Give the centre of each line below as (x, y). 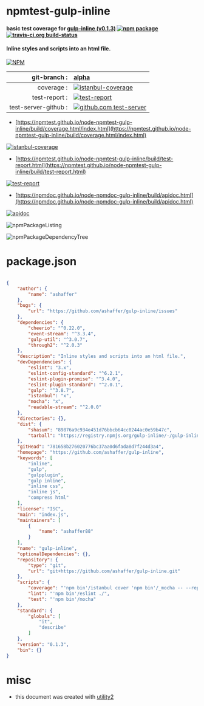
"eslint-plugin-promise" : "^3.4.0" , (74, 379)
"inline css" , (46, 486)
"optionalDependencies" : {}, (54, 554)
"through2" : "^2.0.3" (56, 345)
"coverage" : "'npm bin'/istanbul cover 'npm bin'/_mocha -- (106, 588)
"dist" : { (30, 424)
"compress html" (49, 498)
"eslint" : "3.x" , (50, 368)
